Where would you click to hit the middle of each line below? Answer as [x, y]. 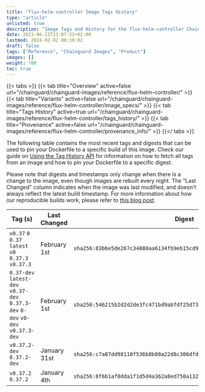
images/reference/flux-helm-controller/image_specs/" [74, 105]
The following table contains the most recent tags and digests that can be [99, 143]
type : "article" [27, 18]
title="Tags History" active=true [46, 112]
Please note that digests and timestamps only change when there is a [94, 174]
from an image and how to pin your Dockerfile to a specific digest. [89, 163]
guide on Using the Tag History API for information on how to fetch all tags [100, 156]
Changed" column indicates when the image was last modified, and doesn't [101, 187]
